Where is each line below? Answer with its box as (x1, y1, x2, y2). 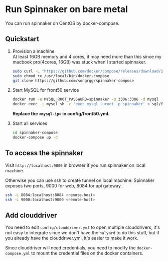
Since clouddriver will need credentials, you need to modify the (5, 245, 136, 251)
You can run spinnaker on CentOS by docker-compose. (5, 20, 119, 26)
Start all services (12, 120, 48, 126)
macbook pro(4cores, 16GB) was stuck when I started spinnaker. (12, 59, 146, 65)
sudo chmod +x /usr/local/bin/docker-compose (12, 73, 109, 79)
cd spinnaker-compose (12, 130, 58, 136)
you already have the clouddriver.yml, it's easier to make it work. (5, 235, 139, 241)
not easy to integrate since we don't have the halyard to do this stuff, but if (5, 230, 159, 236)
